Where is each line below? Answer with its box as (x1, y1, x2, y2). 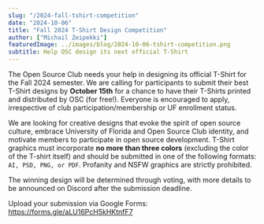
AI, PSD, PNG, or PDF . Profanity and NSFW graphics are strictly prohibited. (8, 160, 252, 169)
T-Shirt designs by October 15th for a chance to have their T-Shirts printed (8, 86, 251, 95)
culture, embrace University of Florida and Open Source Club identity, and (8, 127, 250, 136)
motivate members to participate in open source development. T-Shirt (8, 135, 235, 144)
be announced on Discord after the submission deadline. (8, 184, 192, 193)
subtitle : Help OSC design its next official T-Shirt (8, 48, 189, 56)
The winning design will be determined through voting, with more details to (8, 175, 251, 185)
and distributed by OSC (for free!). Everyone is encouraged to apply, (8, 95, 230, 104)
